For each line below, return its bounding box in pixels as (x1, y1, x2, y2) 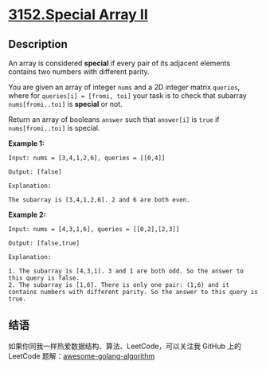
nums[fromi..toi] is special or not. (8, 100, 123, 108)
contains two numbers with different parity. (8, 67, 150, 77)
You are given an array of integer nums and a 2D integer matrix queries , (8, 82, 241, 92)
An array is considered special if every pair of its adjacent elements (8, 58, 231, 68)
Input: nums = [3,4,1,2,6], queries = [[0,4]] (8, 154, 166, 162)
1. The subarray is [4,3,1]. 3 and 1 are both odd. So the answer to (8, 267, 244, 275)
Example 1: (8, 139, 45, 148)
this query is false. (8, 274, 80, 282)
